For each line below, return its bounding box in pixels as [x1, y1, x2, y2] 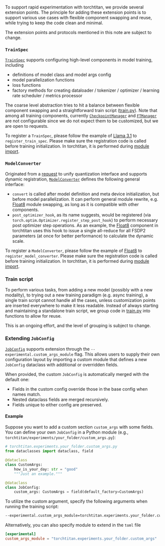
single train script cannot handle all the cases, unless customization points [5, 297, 156, 303]
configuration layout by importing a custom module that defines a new [5, 357, 147, 363]
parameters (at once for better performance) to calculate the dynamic [12, 233, 154, 239]
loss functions [12, 82, 41, 88]
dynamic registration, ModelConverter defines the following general [5, 176, 140, 182]
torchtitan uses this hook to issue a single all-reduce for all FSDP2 [12, 227, 146, 233]
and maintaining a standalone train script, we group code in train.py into [5, 308, 151, 314]
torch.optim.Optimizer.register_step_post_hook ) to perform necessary [12, 217, 158, 223]
